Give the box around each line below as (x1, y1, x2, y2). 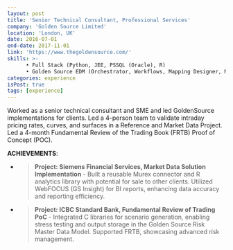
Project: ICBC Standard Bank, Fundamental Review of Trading (34, 206, 216, 214)
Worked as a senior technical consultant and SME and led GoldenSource (7, 107, 215, 115)
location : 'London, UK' (7, 29, 76, 37)
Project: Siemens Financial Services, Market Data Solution (34, 163, 206, 171)
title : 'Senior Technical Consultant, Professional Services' (7, 17, 191, 24)
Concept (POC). (7, 136, 53, 144)
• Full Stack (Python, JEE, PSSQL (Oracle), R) (25, 62, 166, 69)
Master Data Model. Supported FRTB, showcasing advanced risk (34, 228, 220, 236)
